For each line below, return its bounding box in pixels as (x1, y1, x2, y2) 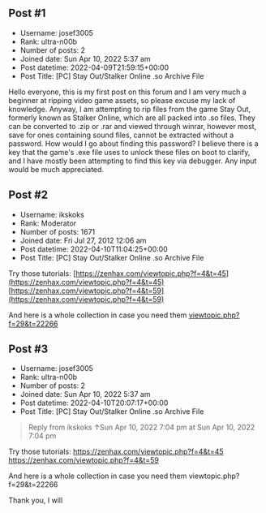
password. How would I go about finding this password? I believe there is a (8, 138, 259, 149)
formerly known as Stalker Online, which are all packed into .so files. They (8, 113, 255, 123)
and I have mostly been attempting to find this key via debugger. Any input (8, 156, 257, 166)
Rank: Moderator (19, 218, 77, 228)
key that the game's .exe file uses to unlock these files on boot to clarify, (8, 147, 251, 157)
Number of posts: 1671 (19, 226, 96, 236)
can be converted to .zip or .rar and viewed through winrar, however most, (8, 121, 257, 131)
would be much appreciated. (8, 164, 104, 174)
